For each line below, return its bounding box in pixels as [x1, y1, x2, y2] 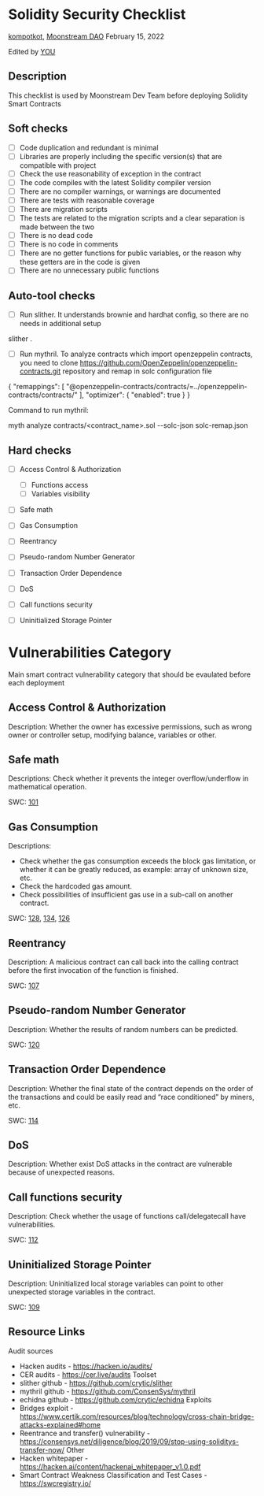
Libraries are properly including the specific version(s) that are [19, 151, 222, 161]
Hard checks [8, 444, 72, 457]
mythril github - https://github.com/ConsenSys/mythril [19, 1386, 196, 1396]
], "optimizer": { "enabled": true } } [79, 390, 191, 399]
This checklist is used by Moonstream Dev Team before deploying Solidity [8, 91, 248, 100]
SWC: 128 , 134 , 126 [8, 914, 71, 923]
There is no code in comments [19, 239, 119, 249]
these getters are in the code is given [19, 258, 141, 267]
